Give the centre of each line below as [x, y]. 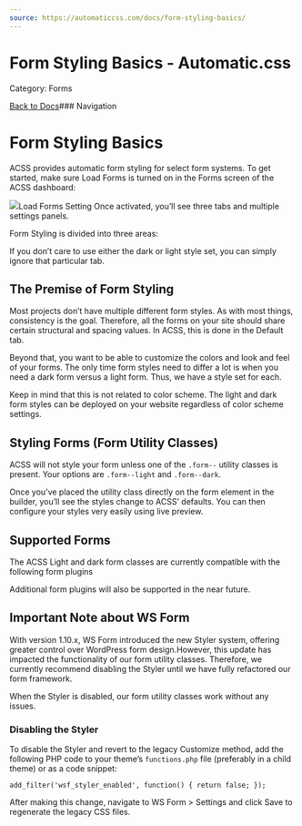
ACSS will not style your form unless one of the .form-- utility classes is [144, 464]
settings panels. [40, 216]
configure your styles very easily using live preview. [106, 512]
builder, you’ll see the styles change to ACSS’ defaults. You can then [137, 502]
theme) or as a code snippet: [63, 769]
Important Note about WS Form [100, 618]
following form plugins [51, 571]
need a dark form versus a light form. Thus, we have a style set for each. [146, 377]
